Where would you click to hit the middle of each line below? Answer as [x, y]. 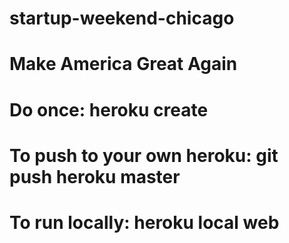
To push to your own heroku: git [144, 155]
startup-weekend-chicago [122, 18]
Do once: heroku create [109, 109]
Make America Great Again [123, 64]
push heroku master [95, 176]
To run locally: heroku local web [144, 222]
